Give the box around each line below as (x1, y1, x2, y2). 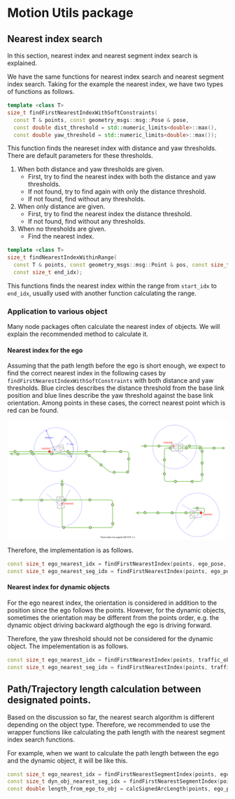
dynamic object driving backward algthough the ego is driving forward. (7, 621, 212, 629)
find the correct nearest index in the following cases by (7, 369, 166, 377)
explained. (7, 59, 37, 67)
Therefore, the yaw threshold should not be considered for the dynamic (7, 635, 213, 643)
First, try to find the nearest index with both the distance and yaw (27, 173, 216, 181)
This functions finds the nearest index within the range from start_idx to (7, 281, 218, 290)
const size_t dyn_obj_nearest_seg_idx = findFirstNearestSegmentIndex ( (7, 778, 220, 785)
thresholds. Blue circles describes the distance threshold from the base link (7, 384, 225, 392)
